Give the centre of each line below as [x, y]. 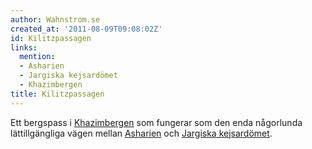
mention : [37, 57]
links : [24, 47]
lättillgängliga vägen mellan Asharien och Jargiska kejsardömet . [141, 133]
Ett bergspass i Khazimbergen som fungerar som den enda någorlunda [156, 122]
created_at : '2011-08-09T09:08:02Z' [86, 29]
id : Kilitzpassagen [51, 38]
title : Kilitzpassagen [57, 94]
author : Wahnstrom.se [55, 19]
